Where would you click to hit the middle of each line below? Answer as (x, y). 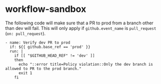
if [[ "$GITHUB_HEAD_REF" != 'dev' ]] (54, 56)
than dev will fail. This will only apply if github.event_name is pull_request (81, 28)
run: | (16, 51)
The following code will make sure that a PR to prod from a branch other (79, 23)
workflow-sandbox (46, 9)
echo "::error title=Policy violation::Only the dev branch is (86, 64)
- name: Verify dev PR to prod (38, 42)
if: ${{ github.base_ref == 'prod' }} (50, 47)
